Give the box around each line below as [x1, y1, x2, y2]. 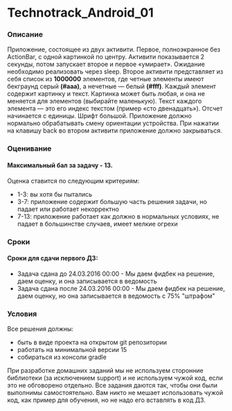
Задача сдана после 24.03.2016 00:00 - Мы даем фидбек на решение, [17, 284, 225, 292]
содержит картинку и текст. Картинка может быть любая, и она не [7, 90, 206, 98]
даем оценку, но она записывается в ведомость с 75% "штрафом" [17, 292, 216, 300]
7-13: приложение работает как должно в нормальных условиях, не [17, 212, 220, 220]
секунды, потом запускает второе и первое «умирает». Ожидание [7, 60, 206, 69]
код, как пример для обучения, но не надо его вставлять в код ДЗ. [7, 396, 206, 404]
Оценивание [7, 144, 52, 153]
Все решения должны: [7, 325, 74, 333]
